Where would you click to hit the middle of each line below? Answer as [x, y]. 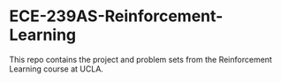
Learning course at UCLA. [57, 69]
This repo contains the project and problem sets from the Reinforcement [140, 59]
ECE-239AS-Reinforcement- [116, 16]
